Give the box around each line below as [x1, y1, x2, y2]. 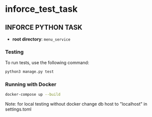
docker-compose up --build [5, 92, 61, 97]
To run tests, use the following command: [5, 60, 89, 66]
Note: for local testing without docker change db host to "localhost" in [5, 101, 148, 107]
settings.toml [5, 106, 32, 112]
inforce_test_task [5, 3, 78, 15]
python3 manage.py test [5, 69, 54, 75]
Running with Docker [5, 81, 57, 88]
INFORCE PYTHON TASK [5, 23, 82, 32]
